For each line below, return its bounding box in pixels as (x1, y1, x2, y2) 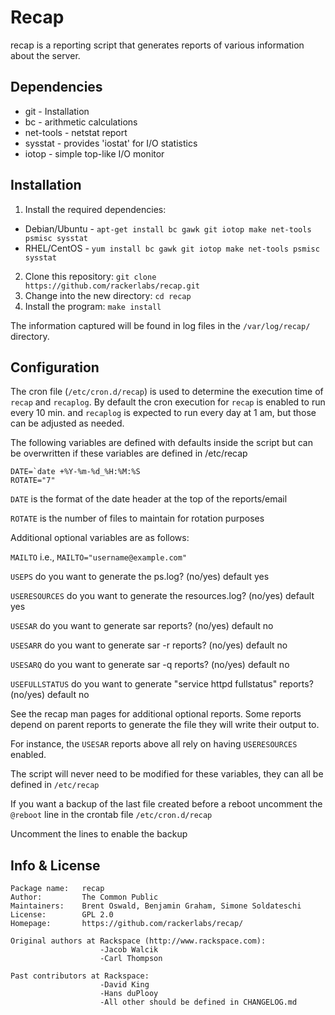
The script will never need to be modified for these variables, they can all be (10, 768, 324, 780)
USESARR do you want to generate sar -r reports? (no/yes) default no (10, 639, 288, 651)
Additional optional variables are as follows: (10, 532, 190, 544)
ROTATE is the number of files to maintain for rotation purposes (10, 512, 265, 525)
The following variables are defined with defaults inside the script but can (10, 437, 313, 449)
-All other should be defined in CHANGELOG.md (99, 997, 298, 1008)
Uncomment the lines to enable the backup (10, 828, 188, 840)
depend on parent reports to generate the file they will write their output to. (10, 719, 320, 731)
